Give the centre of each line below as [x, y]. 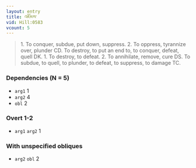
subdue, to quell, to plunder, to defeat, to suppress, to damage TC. [101, 63]
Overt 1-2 [20, 118]
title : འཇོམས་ [21, 17]
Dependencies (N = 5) [38, 78]
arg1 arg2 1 [27, 131]
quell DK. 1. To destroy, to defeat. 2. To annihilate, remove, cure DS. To [105, 57]
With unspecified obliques [44, 146]
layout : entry [23, 11]
